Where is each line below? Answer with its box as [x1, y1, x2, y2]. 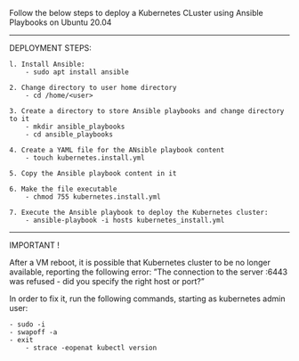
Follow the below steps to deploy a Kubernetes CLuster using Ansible [9, 8, 264, 18]
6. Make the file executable [9, 185, 117, 193]
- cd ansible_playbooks [25, 130, 114, 139]
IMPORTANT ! [9, 240, 61, 250]
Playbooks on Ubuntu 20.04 [9, 17, 112, 28]
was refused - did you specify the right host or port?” [9, 276, 205, 286]
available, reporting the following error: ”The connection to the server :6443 [9, 267, 287, 277]
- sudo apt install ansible [25, 68, 129, 77]
